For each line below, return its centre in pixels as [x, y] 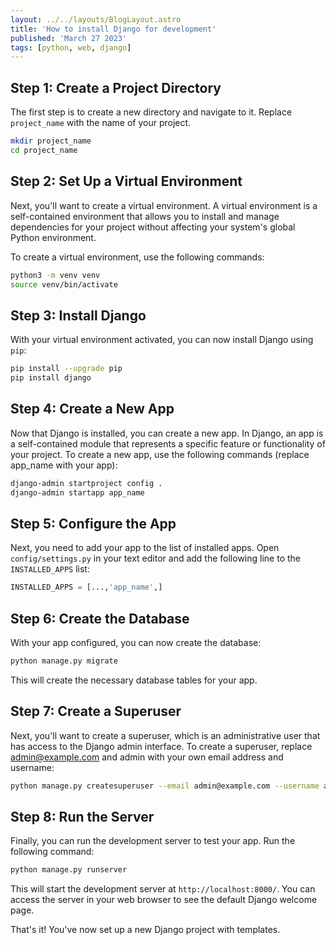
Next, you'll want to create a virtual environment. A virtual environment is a [164, 205]
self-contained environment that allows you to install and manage [145, 216]
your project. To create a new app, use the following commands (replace [160, 454]
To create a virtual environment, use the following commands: [137, 257]
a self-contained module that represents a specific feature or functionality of [168, 443]
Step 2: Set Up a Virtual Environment [126, 181]
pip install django [51, 378]
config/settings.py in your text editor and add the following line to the [155, 558]
